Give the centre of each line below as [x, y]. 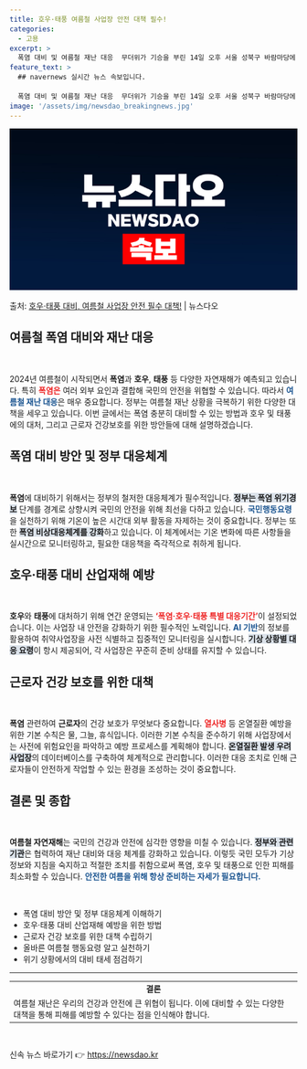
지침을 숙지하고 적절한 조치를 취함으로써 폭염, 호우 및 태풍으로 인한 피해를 [164, 865]
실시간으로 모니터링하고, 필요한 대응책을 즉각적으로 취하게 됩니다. [126, 543]
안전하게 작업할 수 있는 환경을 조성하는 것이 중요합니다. [138, 769]
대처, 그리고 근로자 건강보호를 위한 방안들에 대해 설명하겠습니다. [139, 424]
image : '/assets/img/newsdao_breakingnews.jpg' [102, 106]
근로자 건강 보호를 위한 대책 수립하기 [87, 937]
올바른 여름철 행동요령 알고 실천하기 [86, 948]
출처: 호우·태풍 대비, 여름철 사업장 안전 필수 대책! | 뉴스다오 [114, 306]
